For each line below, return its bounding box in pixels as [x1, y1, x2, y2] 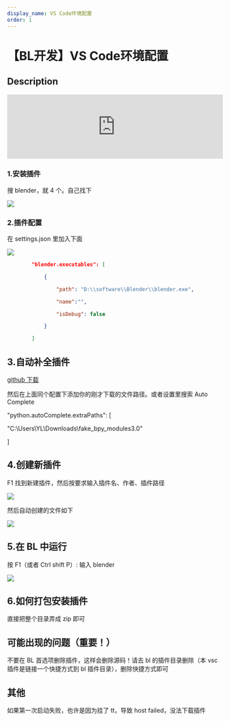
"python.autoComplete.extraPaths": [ [7, 411, 112, 419]
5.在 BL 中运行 [7, 541, 67, 552]
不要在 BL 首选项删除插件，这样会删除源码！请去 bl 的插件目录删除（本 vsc [7, 656, 218, 665]
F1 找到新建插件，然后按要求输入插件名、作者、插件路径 [7, 478, 165, 487]
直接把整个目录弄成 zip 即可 [7, 615, 86, 623]
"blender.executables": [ [31, 261, 106, 268]
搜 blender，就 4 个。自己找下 [7, 186, 92, 194]
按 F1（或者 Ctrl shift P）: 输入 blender [7, 560, 115, 569]
